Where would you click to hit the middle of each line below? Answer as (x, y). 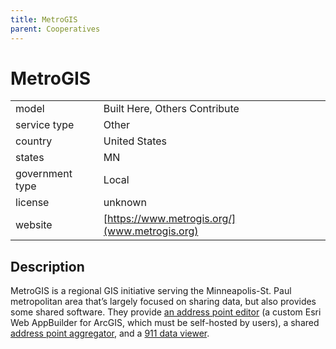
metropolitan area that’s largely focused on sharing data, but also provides (163, 302)
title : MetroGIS (44, 19)
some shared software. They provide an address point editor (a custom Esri (166, 312)
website (34, 225)
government (44, 174)
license (32, 203)
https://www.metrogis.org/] (172, 219)
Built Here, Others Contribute (171, 109)
